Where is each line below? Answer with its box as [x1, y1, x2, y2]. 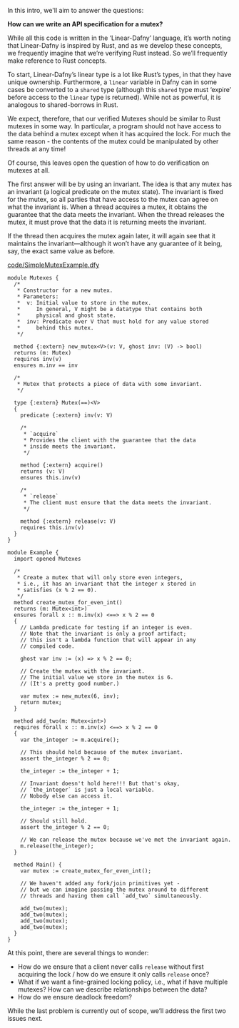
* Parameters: [16, 293, 59, 300]
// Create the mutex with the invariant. [20, 668, 145, 675]
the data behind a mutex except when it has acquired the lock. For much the [7, 130, 231, 138]
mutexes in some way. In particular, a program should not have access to [7, 122, 222, 131]
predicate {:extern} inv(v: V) [20, 412, 113, 419]
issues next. [7, 1014, 43, 1022]
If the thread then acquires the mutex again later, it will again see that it [7, 232, 216, 240]
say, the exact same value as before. [7, 247, 116, 255]
